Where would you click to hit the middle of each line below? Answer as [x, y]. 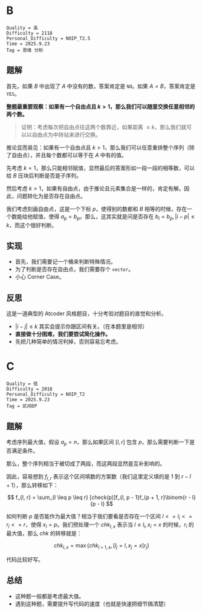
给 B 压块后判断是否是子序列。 [44, 175]
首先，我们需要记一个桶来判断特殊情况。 [65, 262]
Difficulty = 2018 [29, 389]
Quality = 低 [22, 384]
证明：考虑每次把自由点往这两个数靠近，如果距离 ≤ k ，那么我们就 [104, 127]
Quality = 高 [22, 28]
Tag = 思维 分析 [25, 50]
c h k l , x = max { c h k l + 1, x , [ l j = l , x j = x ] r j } [102, 546]
